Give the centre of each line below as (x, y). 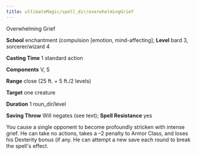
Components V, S (28, 69)
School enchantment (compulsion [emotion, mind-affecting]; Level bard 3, (97, 40)
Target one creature (31, 92)
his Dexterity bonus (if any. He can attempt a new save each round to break (99, 140)
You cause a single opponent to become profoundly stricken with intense (96, 127)
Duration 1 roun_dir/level (36, 104)
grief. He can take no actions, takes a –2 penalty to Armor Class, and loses (97, 133)
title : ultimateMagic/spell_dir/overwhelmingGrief (70, 12)
